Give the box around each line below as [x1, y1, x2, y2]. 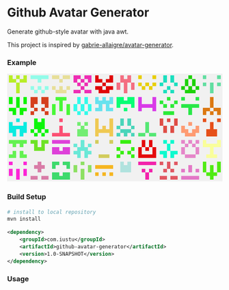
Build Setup [7, 192, 46, 202]
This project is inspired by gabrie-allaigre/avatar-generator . [7, 40, 174, 49]
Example [7, 57, 37, 67]
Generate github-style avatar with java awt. [7, 27, 129, 36]
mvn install [7, 215, 41, 223]
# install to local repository [7, 209, 96, 215]
